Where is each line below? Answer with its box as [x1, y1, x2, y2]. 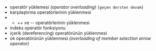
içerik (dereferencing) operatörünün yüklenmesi [9, 30, 107, 36]
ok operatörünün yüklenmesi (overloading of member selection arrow [9, 35, 151, 41]
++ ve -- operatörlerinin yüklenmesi [17, 20, 90, 25]
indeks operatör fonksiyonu [9, 25, 65, 31]
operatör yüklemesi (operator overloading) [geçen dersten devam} [9, 4, 144, 10]
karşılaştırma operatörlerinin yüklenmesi [9, 9, 92, 15]
